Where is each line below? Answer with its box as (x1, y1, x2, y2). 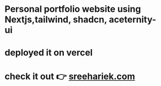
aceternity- (108, 14, 157, 25)
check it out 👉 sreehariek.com (4, 71, 135, 82)
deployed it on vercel (4, 47, 93, 58)
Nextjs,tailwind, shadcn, (4, 14, 107, 25)
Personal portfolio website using (4, 3, 141, 15)
